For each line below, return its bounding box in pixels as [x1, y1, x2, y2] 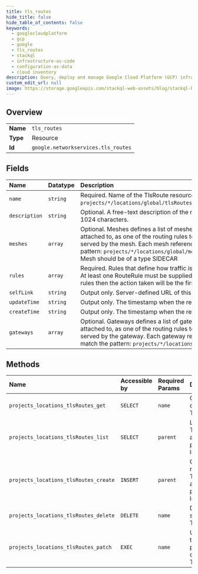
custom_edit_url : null [6, 80, 62, 86]
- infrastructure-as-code [11, 58, 75, 64]
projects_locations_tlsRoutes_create [9, 477, 115, 484]
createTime [9, 308, 39, 315]
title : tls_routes [6, 8, 51, 15]
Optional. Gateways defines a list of [80, 317, 179, 325]
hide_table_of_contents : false [6, 19, 83, 25]
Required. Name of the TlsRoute [80, 191, 169, 199]
